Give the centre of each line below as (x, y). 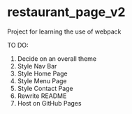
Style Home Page (42, 73)
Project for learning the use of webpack (64, 31)
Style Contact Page (45, 88)
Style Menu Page (42, 80)
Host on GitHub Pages (49, 103)
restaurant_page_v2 (66, 12)
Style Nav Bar (37, 66)
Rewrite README (42, 96)
